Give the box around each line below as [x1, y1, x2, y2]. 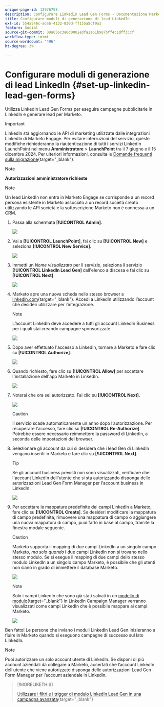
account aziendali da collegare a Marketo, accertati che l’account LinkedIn [5, 661, 155, 667]
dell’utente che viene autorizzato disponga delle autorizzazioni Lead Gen [5, 667, 151, 673]
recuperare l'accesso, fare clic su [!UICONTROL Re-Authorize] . [12, 425, 141, 431]
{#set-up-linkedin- [72, 79, 150, 91]
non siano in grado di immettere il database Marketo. [12, 564, 119, 570]
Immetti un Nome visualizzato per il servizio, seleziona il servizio [12, 262, 143, 268]
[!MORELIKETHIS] [17, 682, 53, 687]
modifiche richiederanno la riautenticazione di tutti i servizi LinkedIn [5, 141, 142, 146]
